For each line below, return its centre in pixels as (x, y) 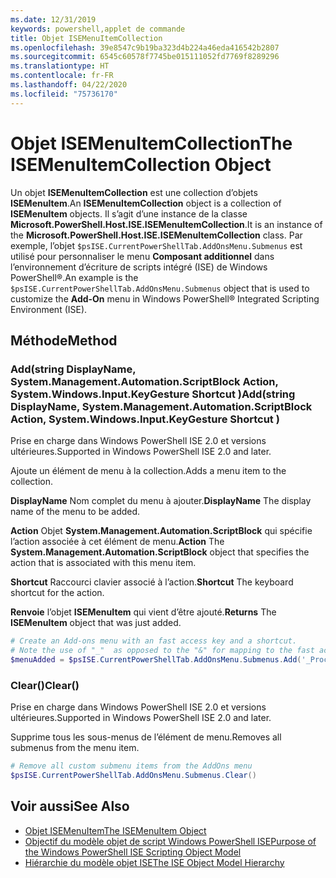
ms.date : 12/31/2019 (53, 19)
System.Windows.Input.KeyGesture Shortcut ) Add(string (153, 394)
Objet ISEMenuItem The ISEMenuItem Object (115, 830)
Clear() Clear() (45, 685)
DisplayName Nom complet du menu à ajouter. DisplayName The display (161, 501)
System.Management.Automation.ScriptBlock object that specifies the (160, 552)
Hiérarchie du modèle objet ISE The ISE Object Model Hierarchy (154, 862)
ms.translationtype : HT (60, 66)
